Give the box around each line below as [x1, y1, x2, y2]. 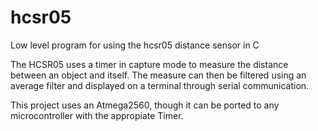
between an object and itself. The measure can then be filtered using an [10, 69, 307, 81]
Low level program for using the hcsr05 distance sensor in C [10, 39, 260, 51]
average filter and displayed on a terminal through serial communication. [10, 79, 310, 91]
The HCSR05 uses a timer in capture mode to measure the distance [10, 58, 289, 70]
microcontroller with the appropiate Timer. [10, 109, 184, 121]
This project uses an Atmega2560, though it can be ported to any [10, 99, 280, 111]
